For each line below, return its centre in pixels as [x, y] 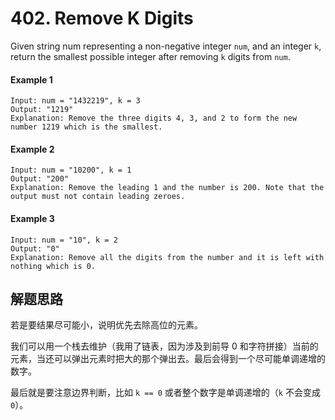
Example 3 [32, 218]
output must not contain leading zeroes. [98, 197]
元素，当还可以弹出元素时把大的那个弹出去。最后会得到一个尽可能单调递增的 [168, 359]
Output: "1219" [42, 110]
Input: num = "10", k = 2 [64, 240]
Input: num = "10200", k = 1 [71, 170]
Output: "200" [40, 179]
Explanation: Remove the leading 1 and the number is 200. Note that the [167, 188]
